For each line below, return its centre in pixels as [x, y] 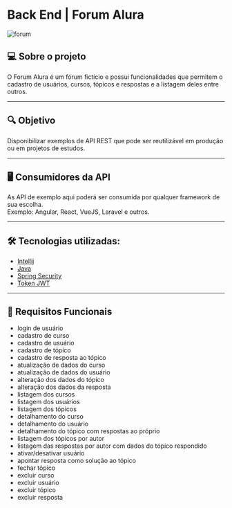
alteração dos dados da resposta [64, 387]
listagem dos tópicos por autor [61, 438]
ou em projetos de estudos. [46, 148]
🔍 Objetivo [31, 121]
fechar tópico [36, 468]
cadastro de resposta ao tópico [62, 357]
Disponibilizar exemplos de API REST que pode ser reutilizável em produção [115, 140]
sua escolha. [25, 205]
